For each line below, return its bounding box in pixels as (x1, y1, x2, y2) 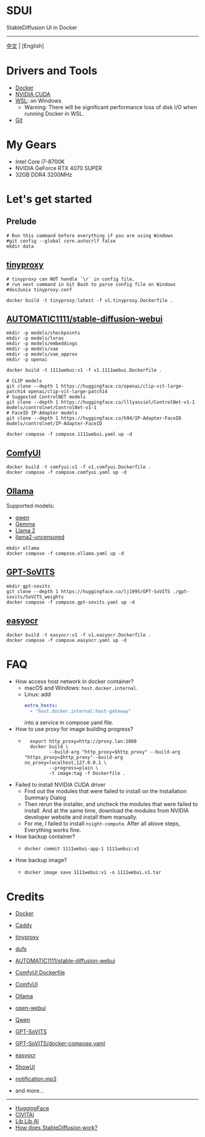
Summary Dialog (24, 794, 67, 802)
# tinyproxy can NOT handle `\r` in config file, (6, 276, 135, 282)
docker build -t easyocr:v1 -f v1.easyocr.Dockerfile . (6, 632, 151, 638)
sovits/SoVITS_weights (6, 594, 64, 600)
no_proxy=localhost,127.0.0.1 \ (24, 760, 107, 766)
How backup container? (15, 833, 76, 840)
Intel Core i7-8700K (15, 158, 65, 165)
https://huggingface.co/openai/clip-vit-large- (60, 383, 184, 390)
